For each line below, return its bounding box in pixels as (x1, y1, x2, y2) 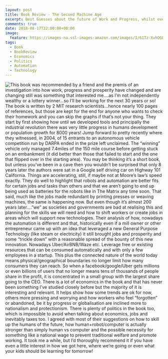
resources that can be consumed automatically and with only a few (5, 247, 143, 253)
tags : (5, 40, 16, 45)
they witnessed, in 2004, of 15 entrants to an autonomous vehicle (5, 135, 140, 141)
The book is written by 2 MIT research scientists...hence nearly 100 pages (5, 103, 158, 109)
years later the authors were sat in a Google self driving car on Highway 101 (5, 167, 161, 173)
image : (5, 31, 19, 36)
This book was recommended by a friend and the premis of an (10, 82, 139, 88)
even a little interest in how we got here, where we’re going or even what (5, 343, 155, 348)
